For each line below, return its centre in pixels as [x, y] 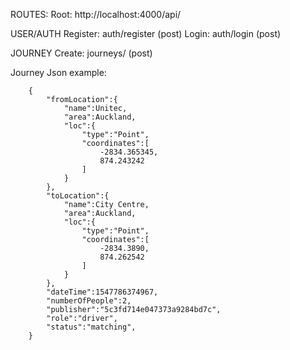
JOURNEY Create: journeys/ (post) [81, 53]
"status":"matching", [91, 327]
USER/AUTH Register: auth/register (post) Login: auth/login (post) [146, 33]
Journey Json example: [58, 72]
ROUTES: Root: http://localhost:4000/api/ [96, 14]
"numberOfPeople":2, [89, 301]
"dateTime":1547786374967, [102, 292]
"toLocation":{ [78, 196]
